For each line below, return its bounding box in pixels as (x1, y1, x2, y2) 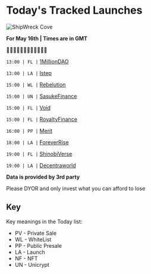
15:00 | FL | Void (6, 104, 51, 111)
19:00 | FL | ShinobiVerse (6, 150, 73, 157)
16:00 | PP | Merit (6, 127, 53, 134)
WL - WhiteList (14, 236, 52, 243)
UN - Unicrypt (14, 261, 49, 268)
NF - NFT (14, 254, 38, 262)
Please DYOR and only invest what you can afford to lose (6, 185, 146, 192)
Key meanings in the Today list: (6, 218, 83, 225)
